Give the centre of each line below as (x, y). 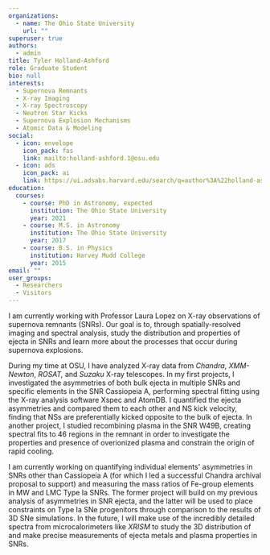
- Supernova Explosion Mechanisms (73, 121)
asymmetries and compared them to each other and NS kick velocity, (123, 408)
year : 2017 (48, 241)
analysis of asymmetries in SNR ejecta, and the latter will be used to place (131, 501)
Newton (21, 374)
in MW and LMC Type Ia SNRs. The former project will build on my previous (133, 493)
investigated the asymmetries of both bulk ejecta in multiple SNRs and (125, 383)
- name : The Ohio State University (75, 23)
